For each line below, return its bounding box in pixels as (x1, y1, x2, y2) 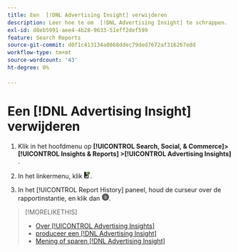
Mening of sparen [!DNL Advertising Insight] (35, 236, 165, 245)
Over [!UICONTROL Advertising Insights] (35, 221, 155, 230)
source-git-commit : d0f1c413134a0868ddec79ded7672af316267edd (7, 41, 196, 49)
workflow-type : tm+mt (7, 49, 72, 56)
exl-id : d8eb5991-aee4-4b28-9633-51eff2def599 (7, 26, 148, 33)
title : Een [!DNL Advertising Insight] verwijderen (7, 11, 167, 19)
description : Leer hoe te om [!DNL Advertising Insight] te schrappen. (7, 19, 228, 26)
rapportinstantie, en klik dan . (17, 194, 111, 202)
